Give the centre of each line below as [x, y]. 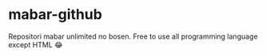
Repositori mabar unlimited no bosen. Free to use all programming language [133, 36]
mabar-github [55, 15]
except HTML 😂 [36, 44]
